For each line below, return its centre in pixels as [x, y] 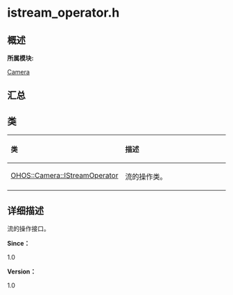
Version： [22, 271]
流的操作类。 [146, 177]
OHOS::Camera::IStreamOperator [64, 176]
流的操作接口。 [28, 229]
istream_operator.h [63, 13]
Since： [19, 244]
